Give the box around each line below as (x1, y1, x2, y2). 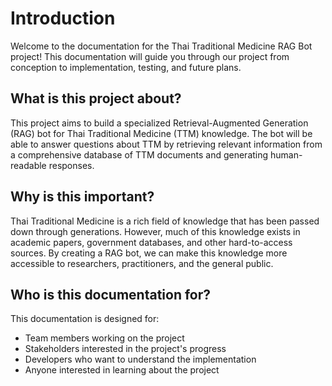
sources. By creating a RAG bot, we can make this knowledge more (10, 247, 288, 259)
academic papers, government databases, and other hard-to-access (10, 236, 293, 248)
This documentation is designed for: (10, 313, 160, 325)
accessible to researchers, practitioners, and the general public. (10, 257, 274, 269)
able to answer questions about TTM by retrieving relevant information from (10, 138, 323, 150)
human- (270, 148, 303, 161)
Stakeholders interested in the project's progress (24, 343, 227, 355)
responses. (48, 159, 95, 171)
